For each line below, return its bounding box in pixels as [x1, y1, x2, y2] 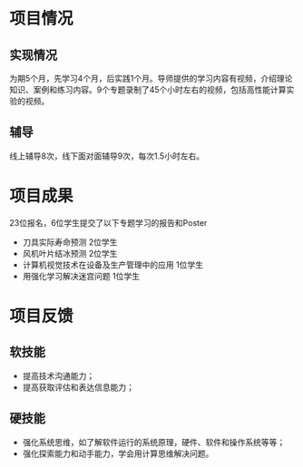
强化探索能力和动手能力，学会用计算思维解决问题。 [22, 448, 214, 459]
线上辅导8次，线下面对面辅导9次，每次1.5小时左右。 [9, 151, 205, 161]
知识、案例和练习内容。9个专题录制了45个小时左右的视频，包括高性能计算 [9, 84, 288, 95]
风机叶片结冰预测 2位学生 [22, 248, 118, 258]
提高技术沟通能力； [22, 370, 95, 381]
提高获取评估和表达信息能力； [22, 382, 134, 393]
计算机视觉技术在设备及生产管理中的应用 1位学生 [22, 259, 204, 270]
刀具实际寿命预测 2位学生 [22, 237, 118, 248]
